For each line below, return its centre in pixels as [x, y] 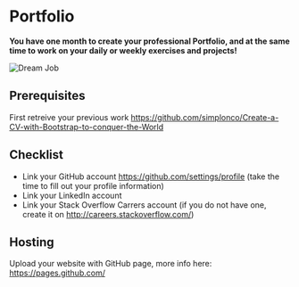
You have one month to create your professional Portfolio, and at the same [149, 41]
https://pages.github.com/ [57, 273]
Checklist [37, 155]
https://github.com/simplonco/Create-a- [205, 117]
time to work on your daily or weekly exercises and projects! [123, 50]
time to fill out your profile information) [93, 185]
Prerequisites [47, 96]
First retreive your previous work [69, 117]
